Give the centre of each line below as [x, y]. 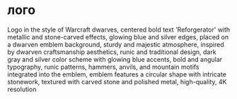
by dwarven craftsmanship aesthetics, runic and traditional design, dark [112, 52]
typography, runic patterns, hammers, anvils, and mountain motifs [103, 67]
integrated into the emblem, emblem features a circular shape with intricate [117, 74]
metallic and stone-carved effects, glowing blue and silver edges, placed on [118, 37]
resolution [22, 89]
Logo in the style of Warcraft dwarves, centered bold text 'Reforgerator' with [119, 29]
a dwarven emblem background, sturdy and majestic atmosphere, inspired [116, 44]
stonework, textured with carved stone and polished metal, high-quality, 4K [117, 81]
